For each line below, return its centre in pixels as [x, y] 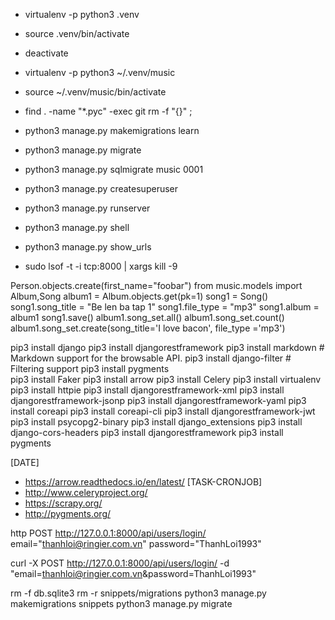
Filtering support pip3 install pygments [90, 368]
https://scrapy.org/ [63, 503]
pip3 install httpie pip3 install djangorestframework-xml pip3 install [147, 390]
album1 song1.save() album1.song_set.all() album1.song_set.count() [147, 317]
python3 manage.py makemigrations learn [112, 130]
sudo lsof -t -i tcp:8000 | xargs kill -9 [101, 266]
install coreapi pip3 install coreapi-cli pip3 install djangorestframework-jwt [163, 411]
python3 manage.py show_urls [88, 247]
